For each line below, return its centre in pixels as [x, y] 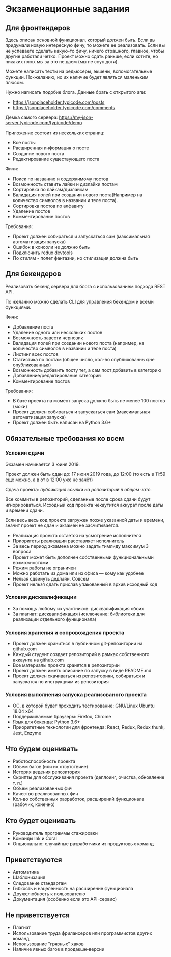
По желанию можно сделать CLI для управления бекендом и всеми [79, 301]
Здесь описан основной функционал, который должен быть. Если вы [80, 40]
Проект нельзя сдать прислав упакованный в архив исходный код [85, 584]
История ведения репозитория [46, 772]
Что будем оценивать [42, 749]
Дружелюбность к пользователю [49, 894]
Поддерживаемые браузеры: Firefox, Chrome [62, 717]
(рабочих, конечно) [34, 804]
